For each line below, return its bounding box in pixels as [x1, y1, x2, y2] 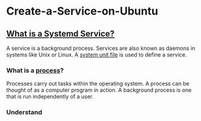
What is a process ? [6, 66, 64, 74]
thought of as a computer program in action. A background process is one [6, 86, 192, 94]
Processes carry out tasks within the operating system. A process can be [6, 80, 189, 88]
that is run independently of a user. [6, 93, 94, 100]
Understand [6, 108, 43, 117]
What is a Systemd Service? [6, 29, 115, 39]
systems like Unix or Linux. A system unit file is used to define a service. [6, 51, 187, 58]
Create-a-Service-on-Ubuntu [6, 4, 158, 18]
